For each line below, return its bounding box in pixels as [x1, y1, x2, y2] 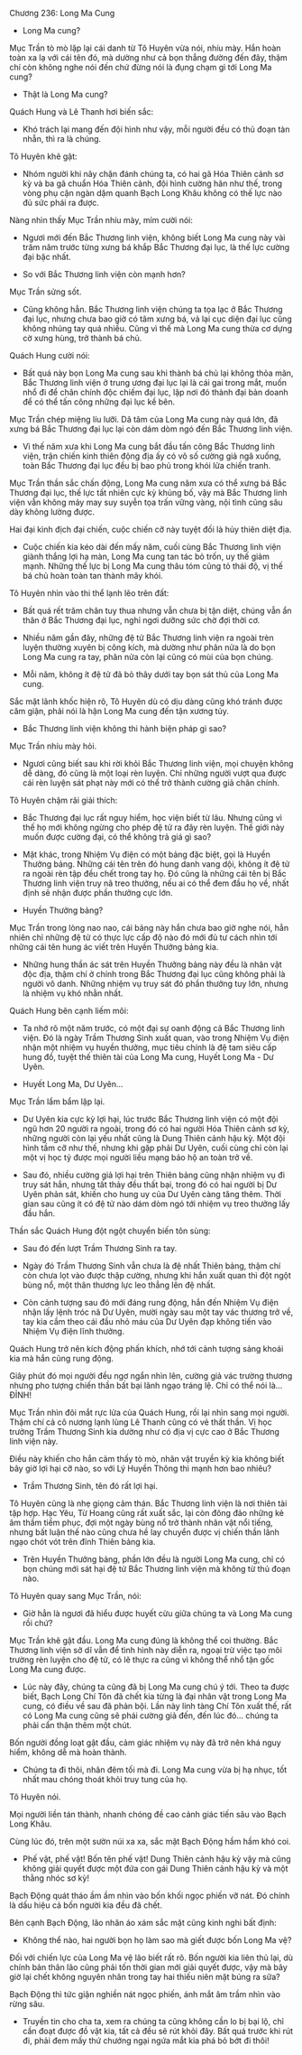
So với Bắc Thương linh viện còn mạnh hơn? [22, 269, 187, 279]
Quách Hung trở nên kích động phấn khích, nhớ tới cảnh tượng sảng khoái [9, 1344, 284, 1353]
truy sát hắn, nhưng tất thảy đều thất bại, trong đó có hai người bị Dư [22, 1179, 278, 1190]
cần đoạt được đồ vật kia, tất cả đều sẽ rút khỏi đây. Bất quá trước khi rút [22, 2026, 294, 2036]
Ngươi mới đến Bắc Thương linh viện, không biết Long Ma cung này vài [22, 232, 286, 243]
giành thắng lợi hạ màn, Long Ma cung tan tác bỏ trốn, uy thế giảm [22, 551, 270, 562]
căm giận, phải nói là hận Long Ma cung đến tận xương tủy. [9, 706, 230, 716]
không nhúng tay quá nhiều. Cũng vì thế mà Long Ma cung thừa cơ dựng [22, 323, 293, 333]
